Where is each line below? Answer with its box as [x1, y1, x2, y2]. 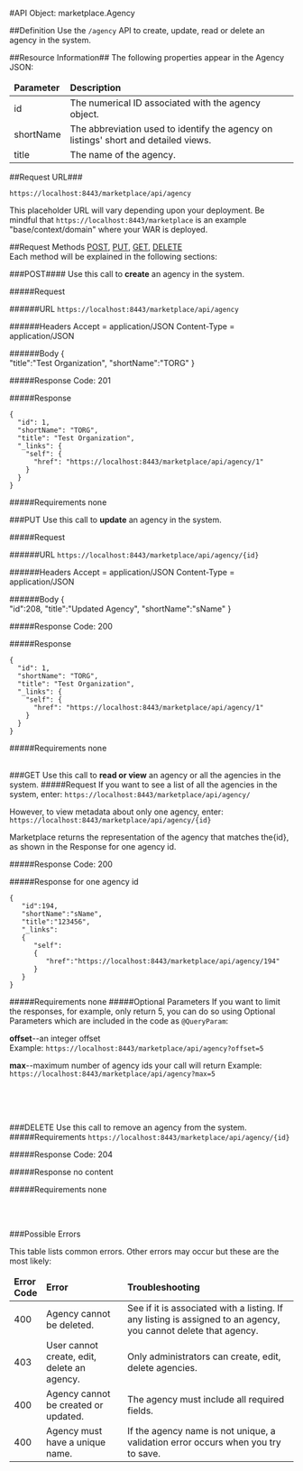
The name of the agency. [69, 149, 176, 161]
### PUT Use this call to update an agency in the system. [9, 514, 223, 525]
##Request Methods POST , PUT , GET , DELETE [9, 242, 183, 252]
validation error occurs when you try [127, 1436, 281, 1448]
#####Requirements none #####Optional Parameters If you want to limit [9, 997, 281, 1007]
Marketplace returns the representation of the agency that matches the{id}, [9, 832, 289, 842]
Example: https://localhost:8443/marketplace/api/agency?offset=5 [9, 1043, 264, 1053]
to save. [127, 1448, 161, 1459]
